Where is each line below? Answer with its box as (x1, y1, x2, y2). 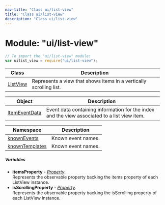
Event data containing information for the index (46, 106, 155, 113)
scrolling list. (31, 84, 61, 91)
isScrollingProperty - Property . (12, 185, 77, 191)
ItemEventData (7, 109, 42, 116)
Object (16, 98, 33, 105)
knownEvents (7, 135, 39, 142)
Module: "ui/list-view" (5, 37, 99, 49)
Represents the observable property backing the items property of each (12, 174, 158, 180)
